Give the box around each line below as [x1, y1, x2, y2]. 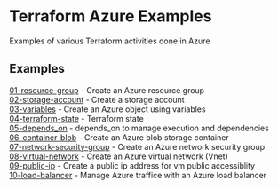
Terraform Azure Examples [9, 6, 212, 27]
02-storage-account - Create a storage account [9, 94, 185, 105]
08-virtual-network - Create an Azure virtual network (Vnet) [9, 151, 229, 161]
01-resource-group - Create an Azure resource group [9, 84, 205, 95]
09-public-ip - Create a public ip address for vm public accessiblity [9, 160, 256, 170]
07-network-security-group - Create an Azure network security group [9, 141, 266, 152]
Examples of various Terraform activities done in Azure [9, 35, 210, 46]
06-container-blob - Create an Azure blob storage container [9, 131, 229, 143]
